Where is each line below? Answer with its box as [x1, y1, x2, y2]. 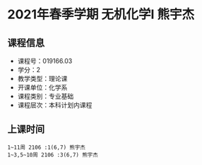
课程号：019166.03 [17, 57, 73, 65]
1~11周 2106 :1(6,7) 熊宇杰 [7, 144, 86, 151]
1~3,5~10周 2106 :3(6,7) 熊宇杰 [7, 151, 99, 159]
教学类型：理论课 [17, 75, 68, 82]
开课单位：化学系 [17, 83, 68, 92]
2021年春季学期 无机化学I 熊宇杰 [7, 6, 195, 23]
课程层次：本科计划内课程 [17, 101, 93, 109]
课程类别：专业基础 [17, 92, 74, 100]
